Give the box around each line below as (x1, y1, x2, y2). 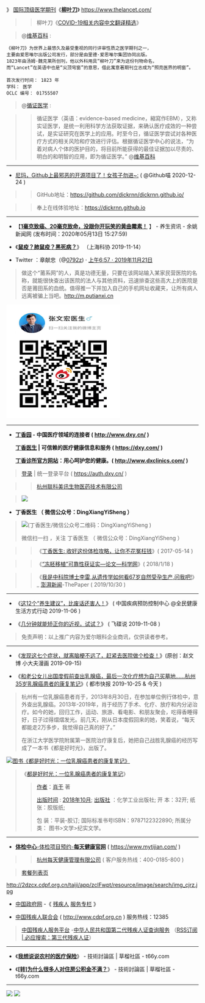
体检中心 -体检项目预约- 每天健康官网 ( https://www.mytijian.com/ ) (15, 843, 181, 850)
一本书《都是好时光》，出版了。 (32, 744, 110, 751)
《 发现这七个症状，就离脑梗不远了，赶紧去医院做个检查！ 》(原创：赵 (15, 652, 189, 659)
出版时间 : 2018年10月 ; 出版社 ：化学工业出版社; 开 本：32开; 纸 (36, 796, 196, 803)
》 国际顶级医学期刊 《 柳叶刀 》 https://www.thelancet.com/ (6, 6, 152, 13)
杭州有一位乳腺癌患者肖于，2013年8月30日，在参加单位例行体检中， (21, 693, 193, 700)
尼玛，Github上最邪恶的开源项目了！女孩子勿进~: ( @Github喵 (15, 172, 171, 179)
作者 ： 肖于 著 (36, 783, 71, 790)
